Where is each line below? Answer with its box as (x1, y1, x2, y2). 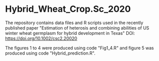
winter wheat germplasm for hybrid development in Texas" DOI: (5, 30, 135, 36)
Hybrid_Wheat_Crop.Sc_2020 (5, 3, 131, 15)
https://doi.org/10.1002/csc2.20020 (5, 35, 78, 41)
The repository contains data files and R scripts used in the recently (5, 20, 144, 26)
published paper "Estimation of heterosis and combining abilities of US (5, 25, 150, 30)
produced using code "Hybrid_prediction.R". (5, 50, 96, 56)
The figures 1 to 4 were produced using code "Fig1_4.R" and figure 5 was (5, 45, 155, 51)
